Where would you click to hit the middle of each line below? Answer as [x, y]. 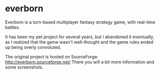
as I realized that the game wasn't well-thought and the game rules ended [79, 42]
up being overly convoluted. [33, 47]
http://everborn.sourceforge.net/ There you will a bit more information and [80, 62]
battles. [13, 27]
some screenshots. [24, 67]
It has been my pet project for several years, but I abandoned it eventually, [80, 37]
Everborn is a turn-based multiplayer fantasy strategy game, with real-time [80, 22]
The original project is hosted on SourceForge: [52, 56]
